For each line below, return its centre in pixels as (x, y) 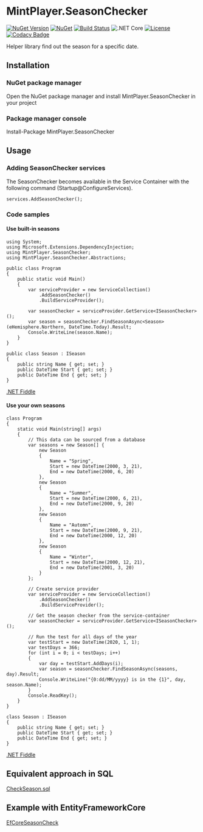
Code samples (28, 214)
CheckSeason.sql (28, 788)
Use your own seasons (36, 406)
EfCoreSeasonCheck (33, 822)
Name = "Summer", (72, 493)
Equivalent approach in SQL (60, 774)
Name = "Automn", (72, 525)
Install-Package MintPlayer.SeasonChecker (60, 132)
